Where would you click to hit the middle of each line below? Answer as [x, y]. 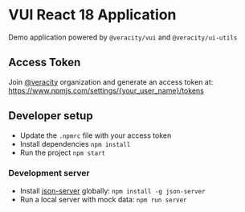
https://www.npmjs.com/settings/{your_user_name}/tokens [106, 90]
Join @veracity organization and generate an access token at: [111, 81]
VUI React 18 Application [92, 15]
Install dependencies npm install [75, 143]
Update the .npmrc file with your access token [96, 135]
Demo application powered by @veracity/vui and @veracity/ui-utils [123, 37]
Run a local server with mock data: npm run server [103, 199]
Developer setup [51, 116]
